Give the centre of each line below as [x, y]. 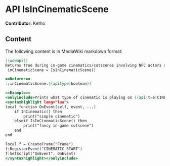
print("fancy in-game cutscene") [59, 126]
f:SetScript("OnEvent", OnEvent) [40, 153]
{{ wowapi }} [17, 61]
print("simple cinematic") [52, 116]
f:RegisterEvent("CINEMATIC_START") [44, 149]
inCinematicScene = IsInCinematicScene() [52, 70]
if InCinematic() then [38, 112]
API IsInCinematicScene [57, 9]
